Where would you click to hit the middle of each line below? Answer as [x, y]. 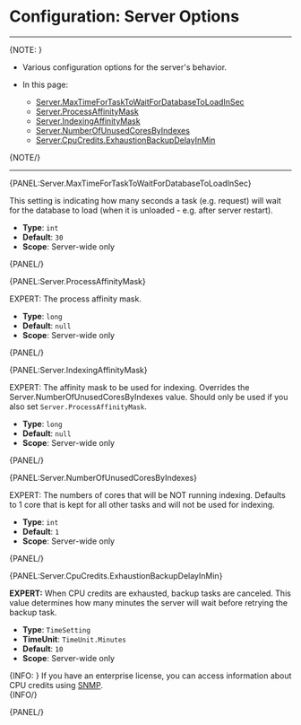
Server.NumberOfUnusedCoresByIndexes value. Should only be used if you [149, 397]
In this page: [45, 84]
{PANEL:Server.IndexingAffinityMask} [78, 370]
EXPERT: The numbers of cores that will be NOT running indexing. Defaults [148, 494]
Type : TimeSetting [56, 629]
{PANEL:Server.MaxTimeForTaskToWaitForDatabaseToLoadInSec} [130, 183]
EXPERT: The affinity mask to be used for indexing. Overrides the [129, 387]
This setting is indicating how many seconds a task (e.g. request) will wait [146, 200]
